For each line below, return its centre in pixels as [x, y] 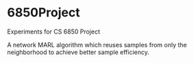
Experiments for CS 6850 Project [54, 32]
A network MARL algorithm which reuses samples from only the [97, 45]
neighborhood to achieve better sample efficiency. [78, 52]
